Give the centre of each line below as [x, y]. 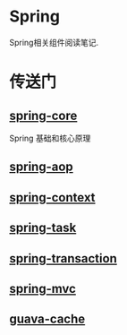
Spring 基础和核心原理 [50, 138]
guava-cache [47, 319]
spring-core [43, 115]
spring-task [43, 228]
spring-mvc [42, 288]
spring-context [52, 198]
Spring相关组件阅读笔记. [54, 42]
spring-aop [41, 167]
